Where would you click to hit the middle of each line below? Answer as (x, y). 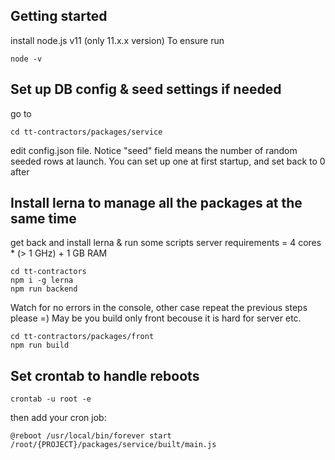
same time (43, 219)
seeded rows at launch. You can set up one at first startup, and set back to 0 (168, 161)
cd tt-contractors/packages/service (86, 132)
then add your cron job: (58, 418)
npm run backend (44, 289)
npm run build (40, 345)
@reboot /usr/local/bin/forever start (91, 436)
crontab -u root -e (51, 399)
